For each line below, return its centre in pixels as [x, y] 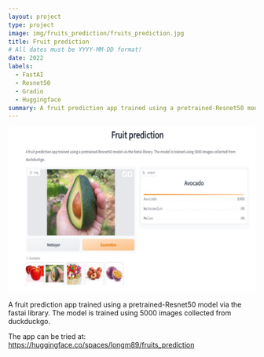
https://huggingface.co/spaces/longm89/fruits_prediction [101, 344]
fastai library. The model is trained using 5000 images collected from [120, 313]
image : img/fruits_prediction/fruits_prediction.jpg [96, 33]
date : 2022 [26, 58]
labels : [21, 67]
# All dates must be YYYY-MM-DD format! [75, 50]
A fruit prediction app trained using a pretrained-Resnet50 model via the [125, 304]
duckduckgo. [29, 321]
